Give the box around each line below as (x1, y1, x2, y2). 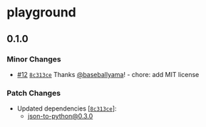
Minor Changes (6, 54, 61, 64)
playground (6, 4, 76, 21)
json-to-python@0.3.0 (27, 112, 93, 121)
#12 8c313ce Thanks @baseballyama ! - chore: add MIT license (16, 70, 200, 78)
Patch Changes (6, 88, 61, 98)
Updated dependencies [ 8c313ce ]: (16, 104, 117, 113)
